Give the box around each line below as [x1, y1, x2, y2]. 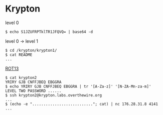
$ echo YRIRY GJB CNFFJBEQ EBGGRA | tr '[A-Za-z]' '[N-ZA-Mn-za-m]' [5, 84, 151, 89]
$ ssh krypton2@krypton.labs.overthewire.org [5, 92, 102, 98]
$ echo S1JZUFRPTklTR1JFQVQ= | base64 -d [5, 29, 93, 34]
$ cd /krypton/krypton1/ [5, 48, 57, 53]
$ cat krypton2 [5, 75, 37, 80]
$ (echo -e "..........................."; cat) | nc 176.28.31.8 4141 [5, 101, 158, 106]
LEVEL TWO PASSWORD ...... [5, 88, 62, 93]
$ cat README [5, 52, 33, 57]
